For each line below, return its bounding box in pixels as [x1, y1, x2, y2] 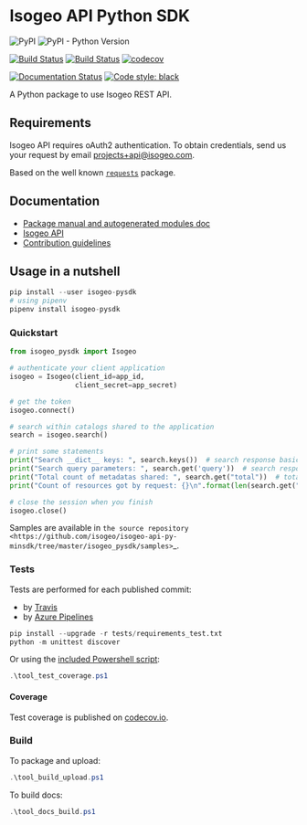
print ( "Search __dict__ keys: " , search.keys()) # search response [9, 456, 276, 465]
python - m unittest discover [9, 637, 121, 647]
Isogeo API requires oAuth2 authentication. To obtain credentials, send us [9, 139, 287, 151]
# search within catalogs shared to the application [9, 422, 215, 431]
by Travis [22, 601, 58, 612]
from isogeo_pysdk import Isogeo [9, 347, 137, 356]
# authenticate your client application [9, 364, 166, 373]
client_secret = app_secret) [74, 380, 178, 389]
